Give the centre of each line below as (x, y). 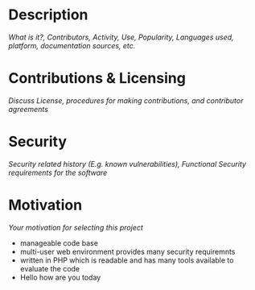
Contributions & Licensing (97, 79)
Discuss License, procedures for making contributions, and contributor (126, 100)
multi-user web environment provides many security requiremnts (127, 251)
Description (48, 15)
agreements (28, 109)
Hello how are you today (60, 277)
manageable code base (59, 242)
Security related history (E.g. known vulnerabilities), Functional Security (127, 164)
